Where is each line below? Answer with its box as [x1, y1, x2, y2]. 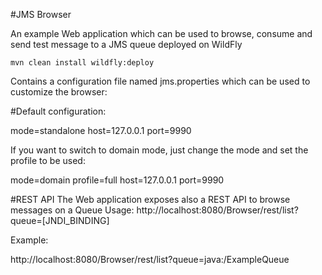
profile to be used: [10, 155, 86, 166]
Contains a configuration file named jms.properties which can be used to [10, 75, 311, 87]
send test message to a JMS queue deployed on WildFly [10, 39, 243, 50]
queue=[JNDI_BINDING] [10, 215, 110, 226]
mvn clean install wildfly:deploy [10, 58, 155, 68]
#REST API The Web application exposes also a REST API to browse [10, 194, 291, 205]
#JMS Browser [10, 9, 72, 20]
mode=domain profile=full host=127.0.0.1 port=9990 [10, 174, 225, 186]
